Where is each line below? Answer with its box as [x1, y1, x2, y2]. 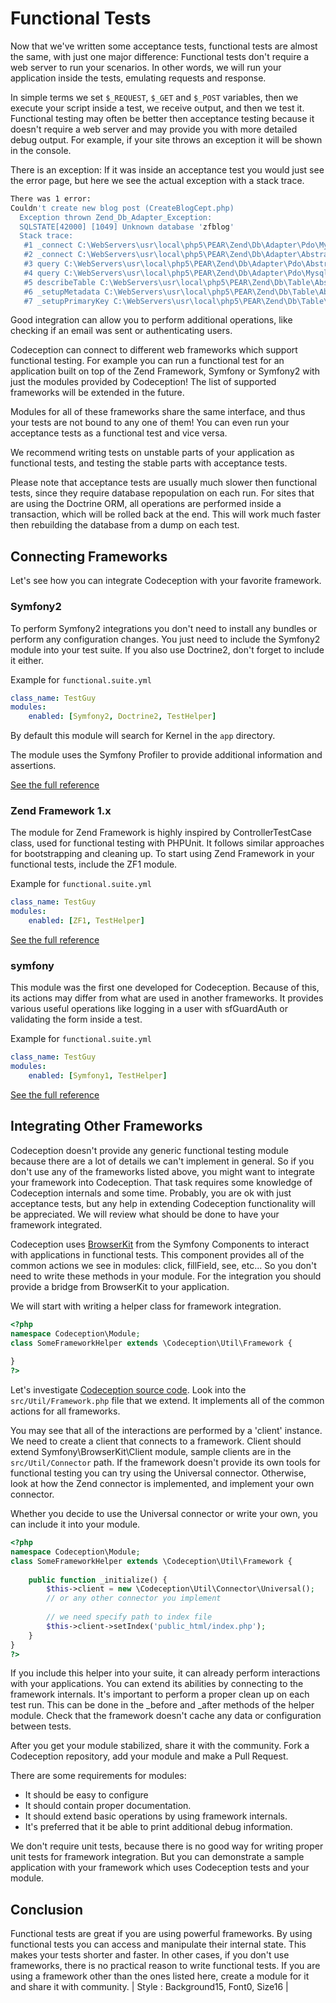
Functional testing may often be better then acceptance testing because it [10, 112, 315, 124]
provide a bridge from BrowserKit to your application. [10, 1280, 230, 1292]
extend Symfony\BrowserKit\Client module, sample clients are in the [10, 1446, 292, 1458]
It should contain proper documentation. [24, 1800, 192, 1812]
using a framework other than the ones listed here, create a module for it [10, 1970, 310, 1982]
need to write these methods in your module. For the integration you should [10, 1270, 322, 1282]
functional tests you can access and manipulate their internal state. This [10, 1938, 307, 1951]
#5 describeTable [23, 277, 97, 287]
